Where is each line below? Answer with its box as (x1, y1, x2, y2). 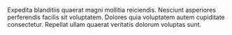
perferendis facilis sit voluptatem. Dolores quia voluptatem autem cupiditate (7, 13, 225, 21)
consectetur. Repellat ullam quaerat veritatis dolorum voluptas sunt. (7, 21, 202, 28)
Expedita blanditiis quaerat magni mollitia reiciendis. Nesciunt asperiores (7, 6, 217, 14)
